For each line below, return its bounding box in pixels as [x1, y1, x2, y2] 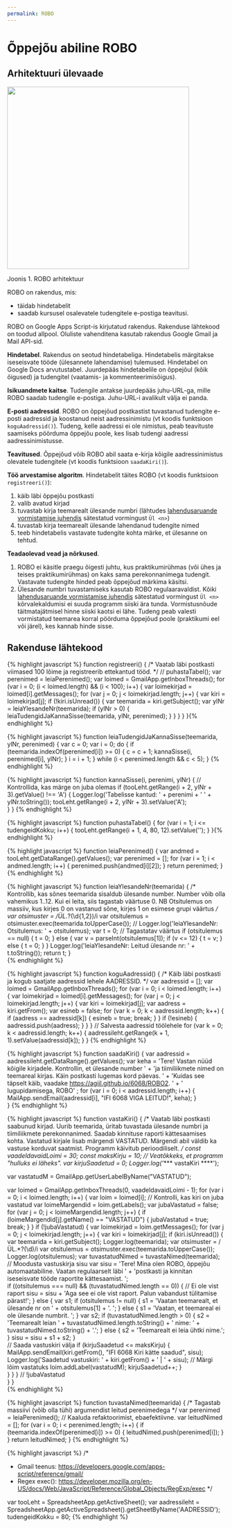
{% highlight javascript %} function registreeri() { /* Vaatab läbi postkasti [7, 661, 215, 669]
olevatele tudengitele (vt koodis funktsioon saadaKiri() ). [7, 457, 169, 465]
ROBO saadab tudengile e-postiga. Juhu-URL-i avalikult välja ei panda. [7, 393, 209, 401]
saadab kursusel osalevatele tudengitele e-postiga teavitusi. [17, 308, 189, 317]
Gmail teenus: [17, 1463, 57, 1471]
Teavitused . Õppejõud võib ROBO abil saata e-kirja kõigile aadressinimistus [7, 449, 223, 458]
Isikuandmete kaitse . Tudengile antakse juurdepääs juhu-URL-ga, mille [7, 386, 211, 395]
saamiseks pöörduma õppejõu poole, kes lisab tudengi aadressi [7, 429, 189, 438]
